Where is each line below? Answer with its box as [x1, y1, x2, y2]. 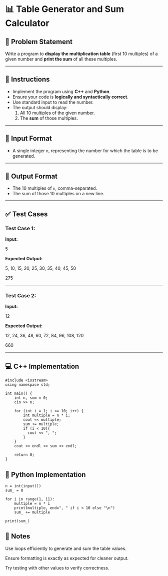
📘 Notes [5, 532, 30, 540]
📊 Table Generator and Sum [5, 4, 124, 15]
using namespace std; [5, 382, 50, 387]
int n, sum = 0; [14, 395, 48, 400]
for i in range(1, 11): [5, 497, 55, 502]
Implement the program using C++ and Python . [12, 88, 111, 95]
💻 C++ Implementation [5, 362, 79, 370]
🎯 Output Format [5, 172, 58, 181]
